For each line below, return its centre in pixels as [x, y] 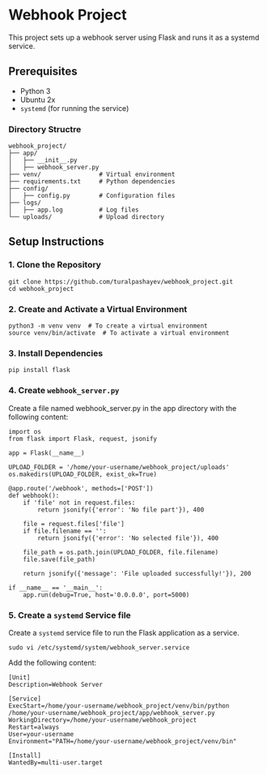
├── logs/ [25, 203]
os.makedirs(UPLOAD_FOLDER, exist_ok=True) [83, 474]
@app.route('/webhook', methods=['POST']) [81, 488]
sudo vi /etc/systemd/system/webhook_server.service [99, 647]
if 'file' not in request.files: [79, 503]
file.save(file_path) [59, 559]
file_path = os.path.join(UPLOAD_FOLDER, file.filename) [121, 552]
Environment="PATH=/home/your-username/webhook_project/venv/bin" [123, 741]
